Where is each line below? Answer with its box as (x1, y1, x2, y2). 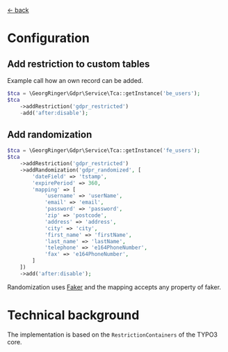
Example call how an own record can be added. (7, 77, 144, 84)
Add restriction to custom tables (7, 58, 150, 70)
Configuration (7, 31, 90, 46)
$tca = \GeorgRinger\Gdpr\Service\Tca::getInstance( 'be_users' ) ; (7, 90, 200, 97)
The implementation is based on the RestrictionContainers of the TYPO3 (7, 330, 218, 339)
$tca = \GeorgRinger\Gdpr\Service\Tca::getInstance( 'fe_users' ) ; (7, 147, 200, 154)
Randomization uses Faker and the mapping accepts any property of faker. (7, 282, 221, 291)
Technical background (7, 307, 140, 323)
